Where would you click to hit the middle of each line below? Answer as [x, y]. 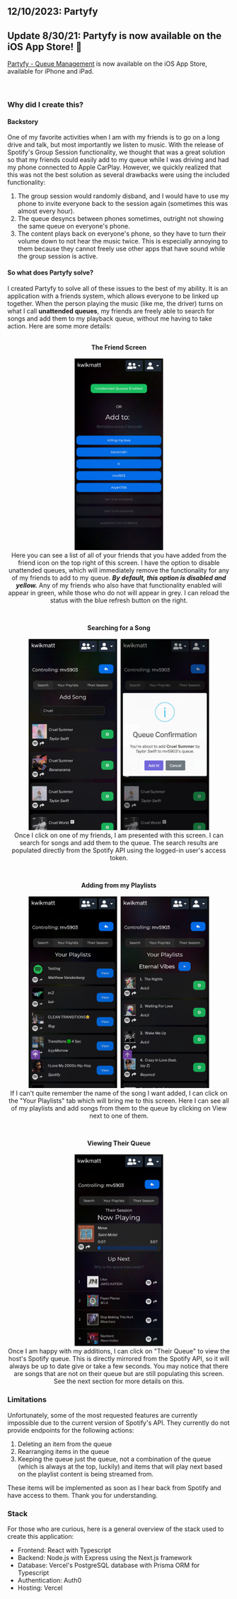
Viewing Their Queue [119, 1143]
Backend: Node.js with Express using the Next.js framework [105, 1558]
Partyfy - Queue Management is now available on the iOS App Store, [107, 64]
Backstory [23, 121]
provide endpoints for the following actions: [71, 1430]
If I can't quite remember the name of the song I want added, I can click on [119, 1094]
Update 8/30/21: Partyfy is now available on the [115, 36]
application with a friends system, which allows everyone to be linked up [113, 296]
